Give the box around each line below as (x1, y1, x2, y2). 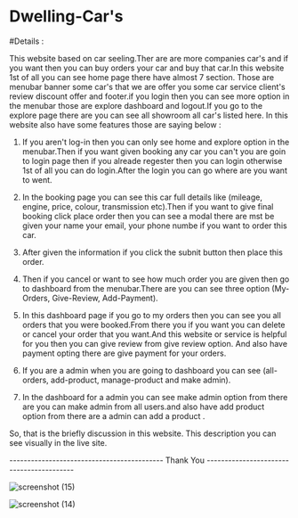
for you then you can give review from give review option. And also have (21, 338, 287, 349)
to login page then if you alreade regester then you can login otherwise (21, 155, 283, 166)
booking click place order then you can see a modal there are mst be (21, 210, 275, 221)
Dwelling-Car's (9, 6, 124, 27)
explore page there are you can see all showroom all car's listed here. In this (9, 110, 289, 120)
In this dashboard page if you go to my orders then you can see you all (21, 309, 282, 320)
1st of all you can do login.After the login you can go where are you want (21, 165, 287, 176)
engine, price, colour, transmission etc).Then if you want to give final (21, 201, 274, 211)
